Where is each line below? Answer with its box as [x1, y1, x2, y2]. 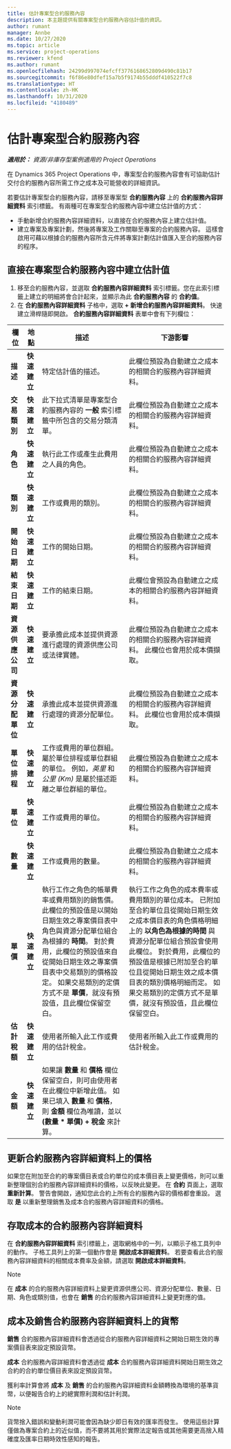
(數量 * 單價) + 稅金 [42, 1116, 105, 1126]
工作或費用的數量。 [42, 856, 104, 866]
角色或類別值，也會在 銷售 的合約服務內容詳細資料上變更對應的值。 [19, 1293, 210, 1301]
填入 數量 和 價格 [56, 1096, 110, 1105]
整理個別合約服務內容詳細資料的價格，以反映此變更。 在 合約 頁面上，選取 [12, 1180, 223, 1189]
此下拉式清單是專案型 [42, 395, 111, 404]
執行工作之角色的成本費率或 [129, 885, 219, 894]
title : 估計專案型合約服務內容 [7, 10, 85, 17]
